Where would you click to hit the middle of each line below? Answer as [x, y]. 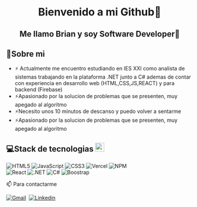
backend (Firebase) [39, 90]
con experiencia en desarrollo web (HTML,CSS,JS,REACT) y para [95, 83]
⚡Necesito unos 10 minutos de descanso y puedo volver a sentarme [98, 111]
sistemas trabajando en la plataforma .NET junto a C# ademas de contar [103, 77]
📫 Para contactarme [32, 184]
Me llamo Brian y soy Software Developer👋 [100, 34]
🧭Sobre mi [26, 54]
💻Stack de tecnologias [50, 149]
